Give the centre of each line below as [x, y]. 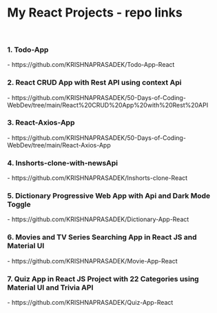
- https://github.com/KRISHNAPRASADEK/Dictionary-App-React [98, 219]
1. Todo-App [28, 50]
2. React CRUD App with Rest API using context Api [94, 83]
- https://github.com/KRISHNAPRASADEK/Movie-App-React [92, 261]
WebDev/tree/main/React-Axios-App [59, 145]
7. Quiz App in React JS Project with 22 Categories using [103, 279]
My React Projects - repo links [95, 13]
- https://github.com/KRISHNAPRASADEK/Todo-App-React [91, 65]
